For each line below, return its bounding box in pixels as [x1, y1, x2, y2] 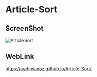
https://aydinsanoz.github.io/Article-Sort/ [5, 65, 92, 72]
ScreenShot [5, 24, 44, 33]
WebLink [5, 52, 34, 61]
